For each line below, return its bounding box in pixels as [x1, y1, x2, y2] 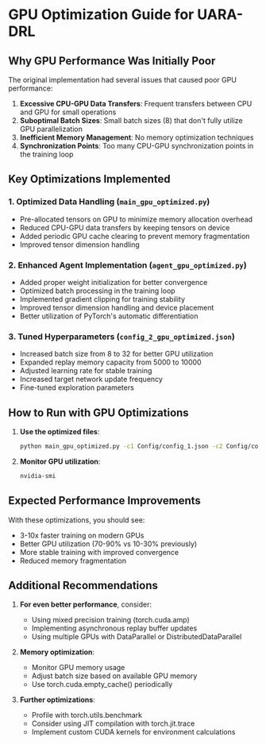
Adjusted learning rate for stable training [19, 366, 152, 376]
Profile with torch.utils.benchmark [31, 711, 143, 720]
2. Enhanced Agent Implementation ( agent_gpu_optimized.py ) [8, 260, 248, 271]
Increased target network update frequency [19, 375, 163, 384]
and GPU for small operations [19, 107, 117, 117]
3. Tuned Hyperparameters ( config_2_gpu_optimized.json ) [8, 331, 236, 342]
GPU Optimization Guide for [8, 6, 195, 24]
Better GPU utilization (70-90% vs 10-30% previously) [19, 538, 198, 549]
